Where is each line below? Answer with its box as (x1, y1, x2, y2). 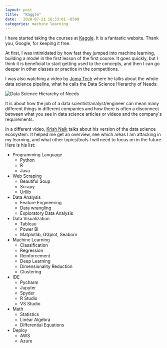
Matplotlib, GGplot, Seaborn (19, 231, 77, 238)
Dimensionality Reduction (19, 263, 72, 269)
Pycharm (19, 279, 39, 285)
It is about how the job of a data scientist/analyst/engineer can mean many (5, 101, 159, 107)
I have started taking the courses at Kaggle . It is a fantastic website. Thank (5, 35, 159, 41)
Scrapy (19, 184, 35, 190)
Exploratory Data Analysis (19, 210, 73, 216)
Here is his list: (5, 142, 36, 148)
